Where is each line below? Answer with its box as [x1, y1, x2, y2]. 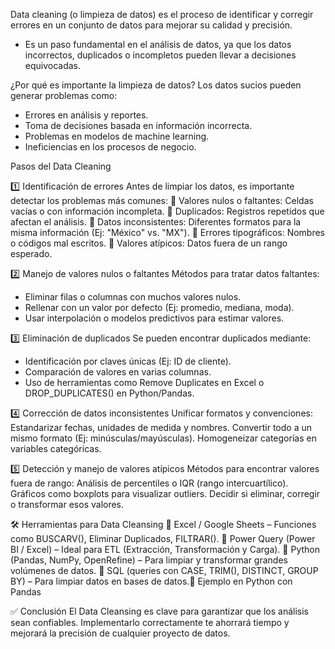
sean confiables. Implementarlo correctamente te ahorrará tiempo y [10, 617, 290, 628]
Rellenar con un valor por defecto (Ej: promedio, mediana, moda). [24, 302, 295, 313]
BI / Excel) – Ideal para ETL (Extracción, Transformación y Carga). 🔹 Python [10, 544, 320, 555]
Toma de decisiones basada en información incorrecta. [24, 120, 253, 131]
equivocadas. [24, 60, 82, 71]
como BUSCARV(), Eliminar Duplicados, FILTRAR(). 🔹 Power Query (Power [10, 533, 316, 544]
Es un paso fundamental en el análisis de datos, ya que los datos [24, 39, 292, 50]
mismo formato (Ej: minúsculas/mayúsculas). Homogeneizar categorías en [10, 432, 317, 444]
